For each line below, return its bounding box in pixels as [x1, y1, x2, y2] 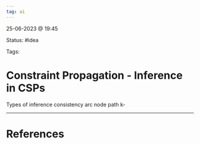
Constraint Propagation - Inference [6, 69, 183, 82]
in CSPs [6, 81, 46, 95]
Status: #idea [6, 36, 39, 43]
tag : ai [6, 8, 26, 15]
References [6, 127, 64, 140]
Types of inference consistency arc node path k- [6, 101, 126, 108]
